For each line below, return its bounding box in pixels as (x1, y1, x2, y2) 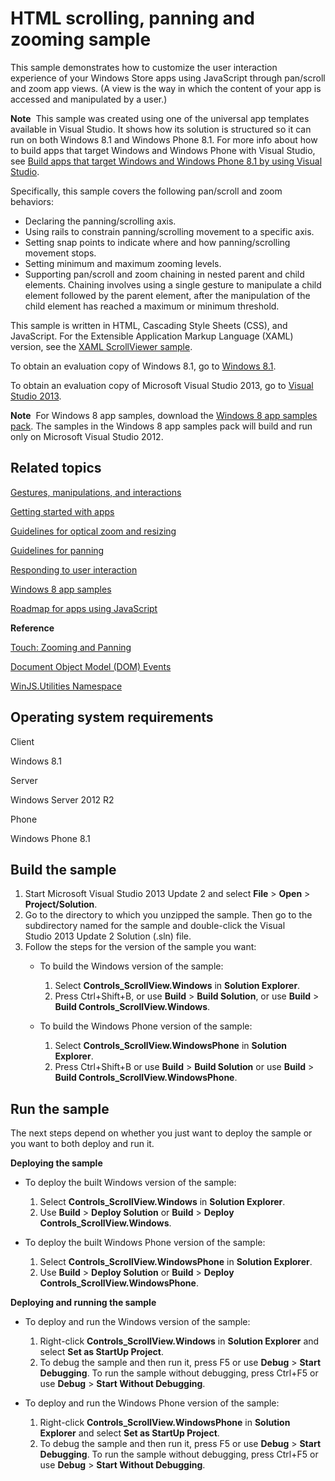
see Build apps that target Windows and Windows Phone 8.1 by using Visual (10, 155, 323, 167)
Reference (10, 622, 55, 634)
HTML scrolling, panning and (10, 7, 255, 30)
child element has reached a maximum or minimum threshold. (24, 300, 280, 312)
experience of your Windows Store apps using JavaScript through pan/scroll (10, 72, 326, 84)
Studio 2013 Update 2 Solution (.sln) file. (24, 930, 192, 942)
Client (10, 735, 35, 747)
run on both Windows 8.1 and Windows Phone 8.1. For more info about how (10, 133, 318, 146)
